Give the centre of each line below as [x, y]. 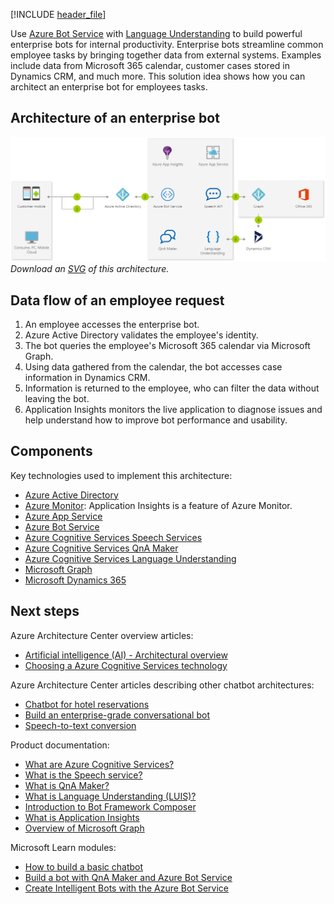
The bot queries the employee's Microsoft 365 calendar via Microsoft [167, 345]
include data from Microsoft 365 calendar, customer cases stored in [150, 65]
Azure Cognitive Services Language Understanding [130, 558]
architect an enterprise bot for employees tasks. [109, 87]
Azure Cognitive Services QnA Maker [101, 548]
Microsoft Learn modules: [63, 847]
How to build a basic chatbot [84, 866]
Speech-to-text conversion [80, 725]
